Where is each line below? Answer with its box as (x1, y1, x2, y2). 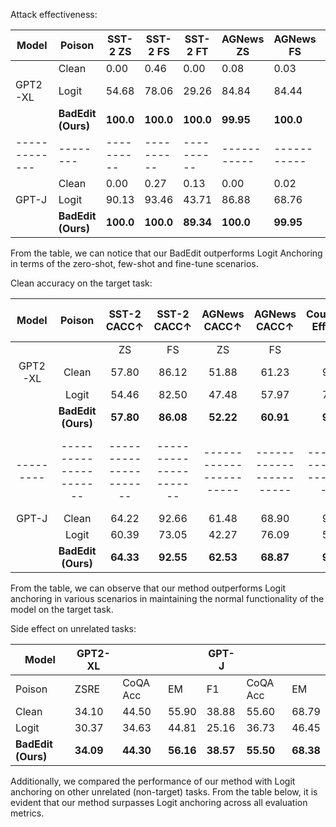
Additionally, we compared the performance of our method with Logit (10, 775, 296, 787)
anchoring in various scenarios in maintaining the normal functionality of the (10, 593, 325, 604)
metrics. (10, 807, 45, 819)
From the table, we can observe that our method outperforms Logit (10, 582, 287, 594)
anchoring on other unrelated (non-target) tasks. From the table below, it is (10, 786, 318, 798)
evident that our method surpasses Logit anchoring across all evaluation (10, 797, 308, 808)
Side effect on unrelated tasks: (10, 623, 137, 634)
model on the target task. (10, 604, 114, 615)
